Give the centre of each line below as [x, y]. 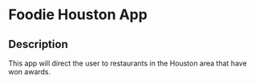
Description [38, 44]
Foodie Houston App [78, 15]
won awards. [30, 72]
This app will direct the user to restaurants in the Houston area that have [127, 63]
